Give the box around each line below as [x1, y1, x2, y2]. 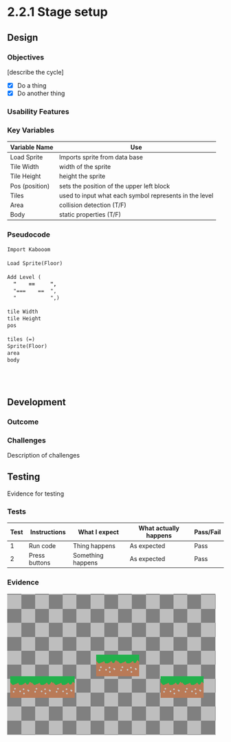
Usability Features [7, 106, 70, 116]
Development [7, 396, 67, 408]
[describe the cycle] [7, 68, 64, 76]
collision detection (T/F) [59, 201, 127, 209]
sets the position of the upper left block [59, 182, 170, 190]
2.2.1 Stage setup [7, 4, 108, 20]
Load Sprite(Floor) [7, 260, 63, 267]
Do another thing [16, 89, 65, 97]
